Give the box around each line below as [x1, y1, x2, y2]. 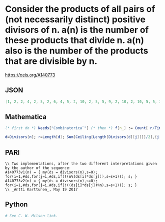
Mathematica [5, 113, 47, 121]
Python [5, 200, 28, 209]
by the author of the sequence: [5, 166, 71, 170]
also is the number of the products [5, 45, 148, 56]
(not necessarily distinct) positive [5, 14, 146, 25]
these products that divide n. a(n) [5, 35, 144, 46]
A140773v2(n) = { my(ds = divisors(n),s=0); [5, 178, 98, 183]
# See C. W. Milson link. [5, 213, 58, 218]
